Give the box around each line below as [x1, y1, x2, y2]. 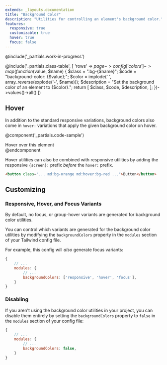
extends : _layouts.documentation [5, 7, 75, 12]
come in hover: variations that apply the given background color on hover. [5, 122, 157, 128]
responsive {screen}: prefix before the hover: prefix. [5, 162, 113, 168]
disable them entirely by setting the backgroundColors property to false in [5, 312, 156, 319]
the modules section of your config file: [5, 318, 84, 324]
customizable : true [9, 30, 50, 35]
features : [5, 21, 26, 26]
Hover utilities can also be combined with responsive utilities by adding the [5, 156, 159, 162]
